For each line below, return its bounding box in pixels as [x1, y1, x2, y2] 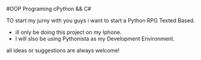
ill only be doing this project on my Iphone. [15, 28, 122, 36]
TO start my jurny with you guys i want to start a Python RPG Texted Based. [6, 17, 196, 24]
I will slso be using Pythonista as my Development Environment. [15, 35, 175, 42]
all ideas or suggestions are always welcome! [6, 47, 120, 54]
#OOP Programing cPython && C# [6, 5, 92, 12]
